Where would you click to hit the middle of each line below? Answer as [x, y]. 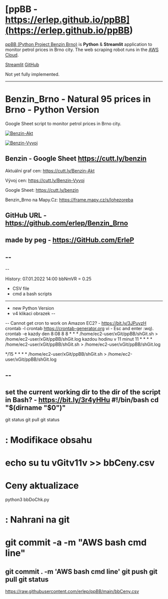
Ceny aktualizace [42, 486]
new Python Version [33, 308]
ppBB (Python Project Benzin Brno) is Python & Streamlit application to [79, 44]
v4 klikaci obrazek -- [34, 314]
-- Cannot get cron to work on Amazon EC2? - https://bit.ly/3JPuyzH [76, 323]
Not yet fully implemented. [32, 74]
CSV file [21, 289]
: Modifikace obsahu [49, 440]
